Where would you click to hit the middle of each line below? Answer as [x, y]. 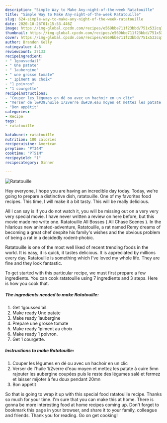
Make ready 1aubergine [36, 318]
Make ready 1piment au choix [42, 328]
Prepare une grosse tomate [40, 323]
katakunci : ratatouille [30, 135]
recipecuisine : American [31, 144]
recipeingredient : [24, 56]
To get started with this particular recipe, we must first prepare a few [76, 273]
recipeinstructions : [27, 93]
